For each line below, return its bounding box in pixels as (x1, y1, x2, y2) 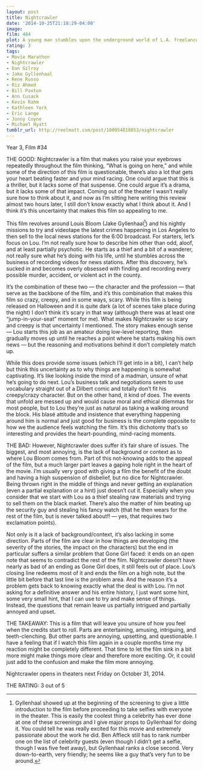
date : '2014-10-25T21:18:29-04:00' (6, 20, 96, 26)
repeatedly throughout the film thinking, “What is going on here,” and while (6, 162, 192, 169)
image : (6, 25, 23, 32)
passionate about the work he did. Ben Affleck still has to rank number (14, 731, 190, 738)
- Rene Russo (6, 76, 39, 82)
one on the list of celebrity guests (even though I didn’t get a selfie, (14, 737, 182, 745)
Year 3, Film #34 (6, 144, 47, 151)
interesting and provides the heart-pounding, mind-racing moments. (6, 430, 176, 437)
